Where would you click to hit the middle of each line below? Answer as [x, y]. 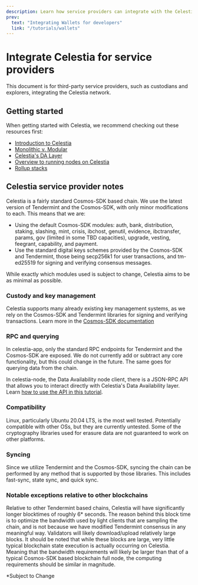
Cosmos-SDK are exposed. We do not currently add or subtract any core [95, 356]
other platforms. [26, 439]
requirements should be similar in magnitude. [61, 564]
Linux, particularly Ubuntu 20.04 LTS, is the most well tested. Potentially [93, 420]
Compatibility [26, 407]
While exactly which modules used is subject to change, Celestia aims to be [98, 274]
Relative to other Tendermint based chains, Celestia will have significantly [95, 508]
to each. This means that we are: [46, 213]
